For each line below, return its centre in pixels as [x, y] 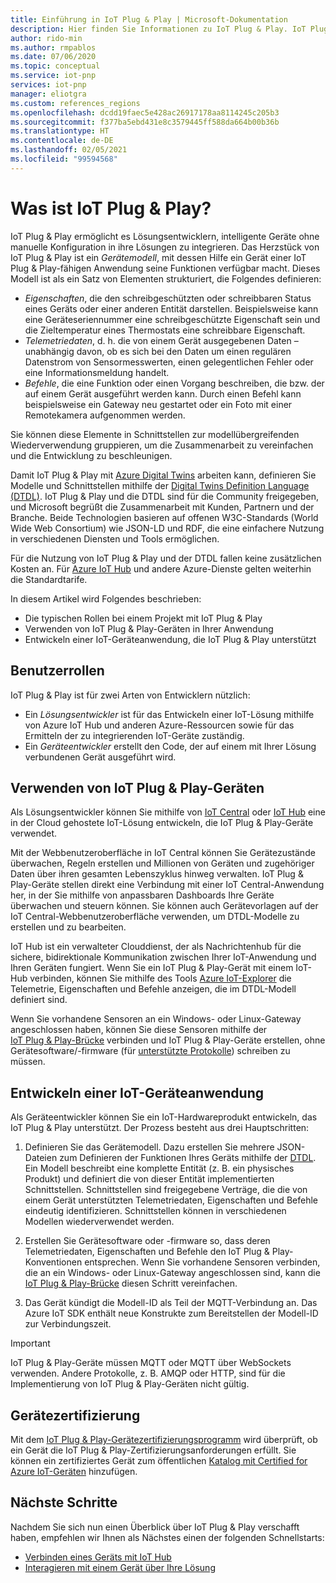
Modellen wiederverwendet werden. [99, 1222]
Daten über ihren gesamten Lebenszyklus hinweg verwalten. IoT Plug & [157, 874]
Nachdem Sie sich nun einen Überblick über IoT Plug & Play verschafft [155, 1527]
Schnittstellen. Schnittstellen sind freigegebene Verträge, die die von [166, 1190]
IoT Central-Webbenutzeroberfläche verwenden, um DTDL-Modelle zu [155, 917]
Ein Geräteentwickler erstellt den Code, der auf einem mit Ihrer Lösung [170, 746]
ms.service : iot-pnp [53, 76]
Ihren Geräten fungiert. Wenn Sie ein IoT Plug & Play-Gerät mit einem [152, 968]
